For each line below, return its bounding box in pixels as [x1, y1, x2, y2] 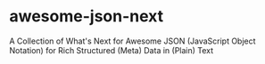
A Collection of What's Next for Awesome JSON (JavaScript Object [9, 36, 256, 46]
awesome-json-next [9, 6, 163, 27]
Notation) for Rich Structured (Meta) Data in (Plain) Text [9, 44, 214, 55]
